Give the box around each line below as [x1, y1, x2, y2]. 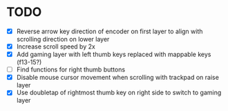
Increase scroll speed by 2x [16, 42, 96, 51]
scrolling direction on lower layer [16, 35, 110, 43]
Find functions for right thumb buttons [16, 65, 126, 74]
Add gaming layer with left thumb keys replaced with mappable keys [16, 50, 211, 59]
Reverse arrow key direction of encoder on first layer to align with [16, 27, 203, 35]
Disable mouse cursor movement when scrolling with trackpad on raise [16, 74, 219, 82]
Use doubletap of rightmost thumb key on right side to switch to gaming [16, 88, 222, 97]
